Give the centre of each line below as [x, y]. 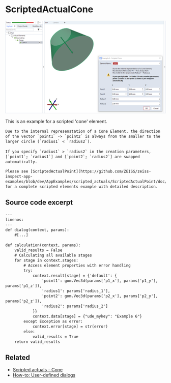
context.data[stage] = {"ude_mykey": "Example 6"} [87, 316]
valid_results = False [38, 250]
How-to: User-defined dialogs [44, 375]
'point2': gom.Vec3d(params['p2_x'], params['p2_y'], [100, 296]
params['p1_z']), [24, 286]
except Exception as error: [53, 321]
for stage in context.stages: [47, 260]
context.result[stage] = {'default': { [75, 276]
